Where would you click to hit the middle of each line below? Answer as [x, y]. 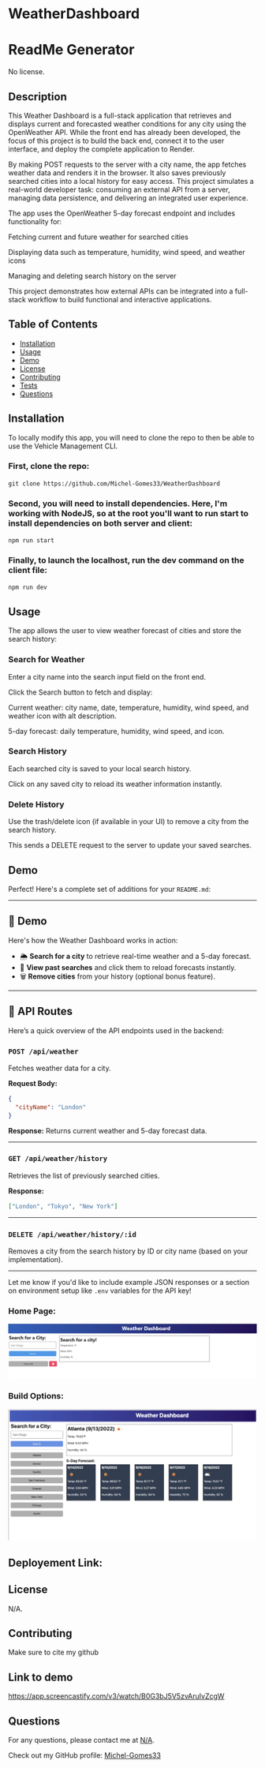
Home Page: [32, 1311]
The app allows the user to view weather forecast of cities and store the [125, 631]
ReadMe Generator [71, 50]
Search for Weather [47, 660]
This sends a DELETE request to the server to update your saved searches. [130, 845]
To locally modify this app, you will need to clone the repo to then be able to [131, 437]
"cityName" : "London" [51, 1107]
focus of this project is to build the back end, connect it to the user [116, 140]
